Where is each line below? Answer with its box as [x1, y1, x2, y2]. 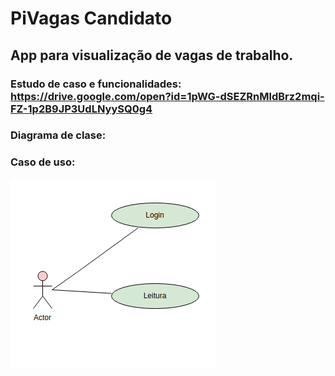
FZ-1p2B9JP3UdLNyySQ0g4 [10, 102, 153, 116]
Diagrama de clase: [10, 128, 107, 142]
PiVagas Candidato [10, 7, 173, 30]
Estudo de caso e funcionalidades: [10, 77, 182, 91]
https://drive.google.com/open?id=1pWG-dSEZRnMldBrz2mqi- [10, 89, 325, 103]
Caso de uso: [10, 155, 76, 169]
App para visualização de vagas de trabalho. [10, 47, 294, 64]
